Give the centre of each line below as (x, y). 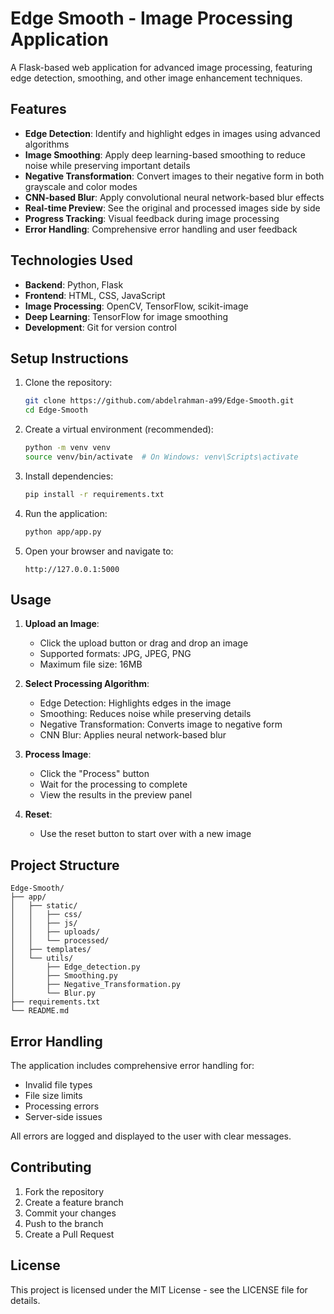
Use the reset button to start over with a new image (145, 834)
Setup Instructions (69, 358)
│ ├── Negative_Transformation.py (96, 985)
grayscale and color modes (81, 186)
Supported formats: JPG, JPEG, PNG (115, 654)
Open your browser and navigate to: (99, 551)
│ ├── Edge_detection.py (75, 967)
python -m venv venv (67, 448)
